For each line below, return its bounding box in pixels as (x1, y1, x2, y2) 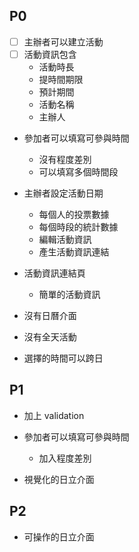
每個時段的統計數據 (38, 220, 119, 233)
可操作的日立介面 (23, 530, 95, 543)
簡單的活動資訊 (38, 288, 101, 300)
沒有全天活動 (23, 330, 77, 343)
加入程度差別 (38, 452, 92, 464)
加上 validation (23, 409, 85, 421)
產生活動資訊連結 (38, 245, 110, 258)
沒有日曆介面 (23, 309, 77, 321)
